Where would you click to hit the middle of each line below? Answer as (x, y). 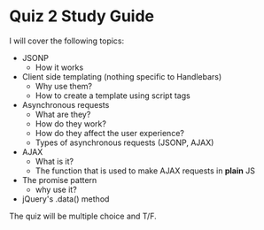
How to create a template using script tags (113, 96)
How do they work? (70, 123)
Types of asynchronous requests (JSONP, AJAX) (124, 142)
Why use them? (64, 86)
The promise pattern (59, 180)
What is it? (54, 161)
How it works (59, 67)
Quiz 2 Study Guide (82, 16)
